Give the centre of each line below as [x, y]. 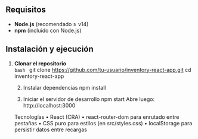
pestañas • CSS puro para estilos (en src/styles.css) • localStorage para [103, 123]
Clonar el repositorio [40, 63]
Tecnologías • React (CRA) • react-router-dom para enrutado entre [97, 117]
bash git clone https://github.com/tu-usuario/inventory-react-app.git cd [103, 69]
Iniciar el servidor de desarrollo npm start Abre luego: [89, 99]
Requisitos [26, 10]
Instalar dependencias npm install [64, 87]
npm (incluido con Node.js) [48, 30]
